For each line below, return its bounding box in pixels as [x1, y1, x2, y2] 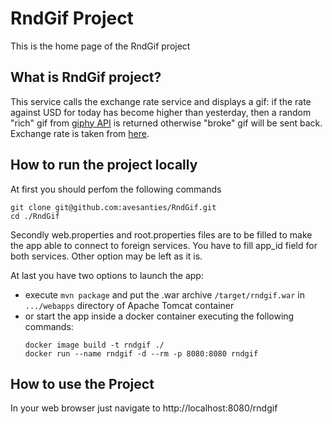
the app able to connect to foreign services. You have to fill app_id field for [10, 239, 318, 251]
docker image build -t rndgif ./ [24, 340, 165, 350]
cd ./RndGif [10, 211, 60, 221]
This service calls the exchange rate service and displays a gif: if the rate [10, 95, 312, 107]
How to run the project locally [10, 157, 198, 174]
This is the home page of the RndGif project [10, 40, 191, 52]
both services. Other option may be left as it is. [10, 250, 203, 262]
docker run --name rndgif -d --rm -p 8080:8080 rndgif [24, 348, 259, 359]
